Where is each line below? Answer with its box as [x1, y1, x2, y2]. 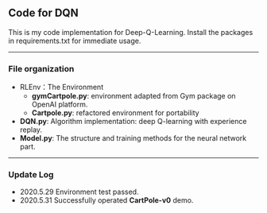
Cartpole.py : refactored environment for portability [31, 108, 200, 118]
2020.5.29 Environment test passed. [19, 187, 139, 197]
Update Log [8, 169, 54, 180]
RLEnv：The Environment [19, 83, 104, 92]
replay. [19, 125, 42, 134]
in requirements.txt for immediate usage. [8, 36, 141, 45]
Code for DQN [8, 6, 79, 20]
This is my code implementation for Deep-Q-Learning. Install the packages [8, 27, 253, 37]
